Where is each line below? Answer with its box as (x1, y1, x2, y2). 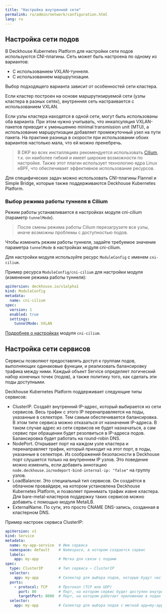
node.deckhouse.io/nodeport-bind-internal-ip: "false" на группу (12, 467, 151, 473)
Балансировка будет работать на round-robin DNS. (12, 436, 121, 442)
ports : (9, 580, 23, 585)
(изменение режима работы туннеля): (5, 275, 87, 281)
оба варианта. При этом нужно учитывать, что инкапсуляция (5, 119, 135, 125)
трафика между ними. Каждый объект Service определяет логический (5, 368, 156, 374)
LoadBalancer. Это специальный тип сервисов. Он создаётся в (12, 478, 146, 484)
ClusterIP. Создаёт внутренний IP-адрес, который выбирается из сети (12, 404, 162, 410)
